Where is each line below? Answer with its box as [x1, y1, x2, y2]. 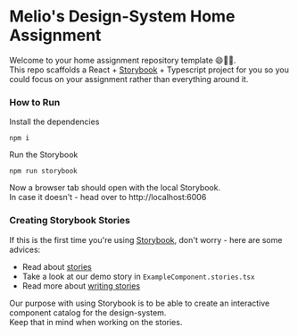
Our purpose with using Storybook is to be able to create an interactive [9, 298, 270, 308]
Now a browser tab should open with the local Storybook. [9, 182, 221, 193]
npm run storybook [9, 167, 78, 176]
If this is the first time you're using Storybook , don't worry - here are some [9, 234, 283, 245]
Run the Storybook [9, 149, 79, 160]
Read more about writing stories [21, 280, 141, 291]
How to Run [9, 96, 61, 108]
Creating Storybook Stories [9, 214, 131, 227]
